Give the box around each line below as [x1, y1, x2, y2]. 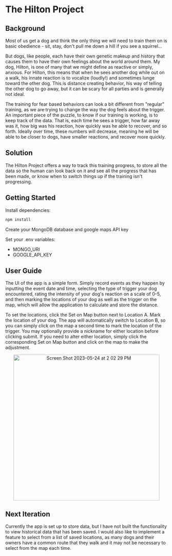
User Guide [5, 266, 42, 275]
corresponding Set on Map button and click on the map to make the [5, 339, 148, 345]
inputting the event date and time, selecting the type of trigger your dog [5, 286, 157, 292]
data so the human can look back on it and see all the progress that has [5, 168, 157, 174]
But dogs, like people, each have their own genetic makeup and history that [5, 53, 165, 59]
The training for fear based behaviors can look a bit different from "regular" [5, 101, 165, 107]
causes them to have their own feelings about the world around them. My [5, 58, 161, 65]
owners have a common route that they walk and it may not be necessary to [5, 540, 166, 546]
